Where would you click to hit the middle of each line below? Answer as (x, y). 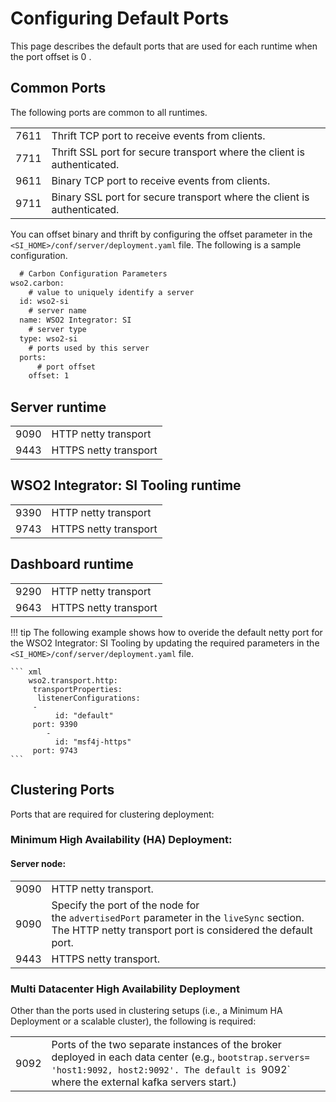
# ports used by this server (89, 348)
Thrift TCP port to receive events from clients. (158, 135)
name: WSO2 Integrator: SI (75, 320)
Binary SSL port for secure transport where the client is (180, 197)
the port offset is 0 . (51, 56)
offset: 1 (49, 376)
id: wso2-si (44, 302)
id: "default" (84, 715)
